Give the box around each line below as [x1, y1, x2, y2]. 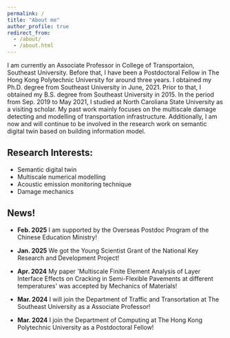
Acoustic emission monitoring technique [17, 180, 132, 188]
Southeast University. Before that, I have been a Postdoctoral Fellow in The [7, 68, 220, 77]
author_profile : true [7, 23, 70, 30]
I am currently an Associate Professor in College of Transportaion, [7, 61, 195, 69]
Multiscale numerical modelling [17, 172, 106, 181]
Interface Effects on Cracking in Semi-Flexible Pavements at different [17, 274, 213, 283]
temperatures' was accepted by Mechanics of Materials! [17, 281, 178, 290]
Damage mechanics [17, 187, 74, 195]
